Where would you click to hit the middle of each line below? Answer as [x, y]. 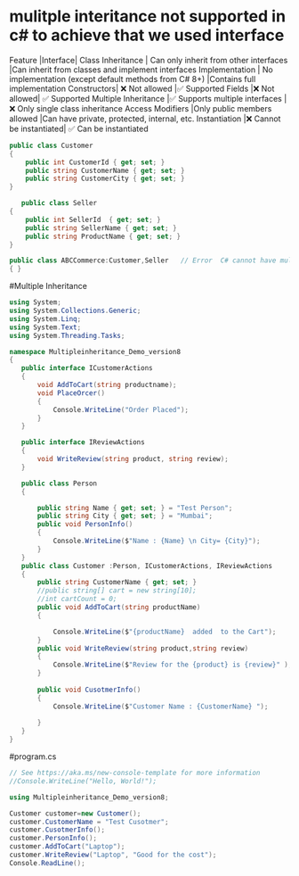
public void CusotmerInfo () [89, 690]
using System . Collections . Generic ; [75, 311]
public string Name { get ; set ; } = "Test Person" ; [135, 508]
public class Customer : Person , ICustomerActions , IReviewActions [147, 566]
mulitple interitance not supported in [148, 17]
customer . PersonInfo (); [53, 839]
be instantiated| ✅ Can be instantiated [79, 128]
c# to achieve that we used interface [147, 35]
